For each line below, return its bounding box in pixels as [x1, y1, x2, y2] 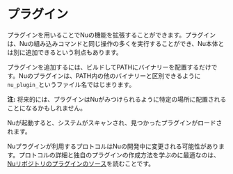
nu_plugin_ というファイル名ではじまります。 [7, 80, 136, 88]
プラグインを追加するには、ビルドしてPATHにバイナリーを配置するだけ [7, 63, 212, 71]
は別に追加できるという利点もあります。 [7, 48, 123, 56]
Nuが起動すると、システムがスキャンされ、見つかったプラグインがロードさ [7, 118, 223, 127]
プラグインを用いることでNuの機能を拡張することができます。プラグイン [7, 31, 216, 39]
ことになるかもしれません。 [7, 104, 87, 112]
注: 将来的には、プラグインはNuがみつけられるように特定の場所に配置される [7, 95, 227, 103]
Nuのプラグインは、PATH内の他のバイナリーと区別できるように [18, 71, 201, 80]
